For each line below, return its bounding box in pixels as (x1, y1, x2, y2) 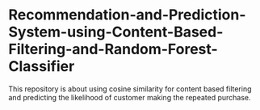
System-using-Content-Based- (8, 23, 224, 41)
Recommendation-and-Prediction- (8, 6, 246, 24)
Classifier (8, 57, 75, 76)
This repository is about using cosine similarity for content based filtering (8, 83, 252, 94)
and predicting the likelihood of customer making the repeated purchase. (8, 92, 252, 102)
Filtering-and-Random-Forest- (8, 40, 218, 58)
